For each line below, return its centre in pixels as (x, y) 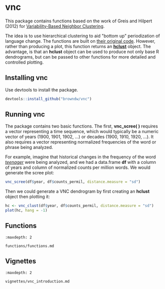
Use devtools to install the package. (42, 90)
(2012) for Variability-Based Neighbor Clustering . (55, 26)
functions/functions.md (30, 246)
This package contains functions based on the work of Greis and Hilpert (79, 21)
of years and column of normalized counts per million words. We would (78, 167)
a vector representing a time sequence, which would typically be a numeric (82, 132)
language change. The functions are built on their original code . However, (80, 41)
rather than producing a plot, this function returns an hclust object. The (78, 46)
